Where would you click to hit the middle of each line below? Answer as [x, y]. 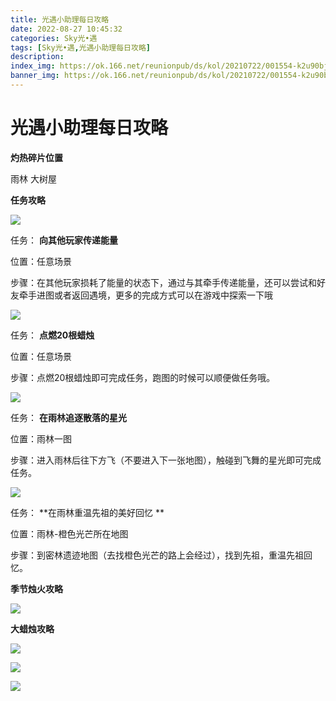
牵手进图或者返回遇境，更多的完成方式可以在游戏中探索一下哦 [145, 295]
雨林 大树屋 [33, 178]
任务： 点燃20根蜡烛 [52, 335]
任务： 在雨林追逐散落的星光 [68, 417]
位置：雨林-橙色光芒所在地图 [69, 533]
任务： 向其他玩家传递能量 [64, 240]
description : [37, 57]
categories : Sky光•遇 [54, 38]
